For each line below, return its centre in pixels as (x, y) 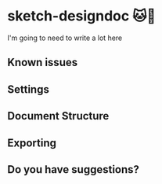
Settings (29, 89)
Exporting (32, 143)
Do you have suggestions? (74, 169)
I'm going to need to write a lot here (65, 38)
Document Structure (58, 116)
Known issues (43, 63)
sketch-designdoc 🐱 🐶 (82, 16)
